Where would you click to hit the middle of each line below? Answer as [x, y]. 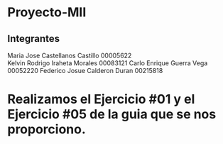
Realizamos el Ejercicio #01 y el [101, 99]
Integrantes [34, 39]
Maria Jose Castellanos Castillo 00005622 [70, 55]
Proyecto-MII [47, 12]
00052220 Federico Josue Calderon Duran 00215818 [85, 71]
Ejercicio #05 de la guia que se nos [112, 115]
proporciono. [47, 129]
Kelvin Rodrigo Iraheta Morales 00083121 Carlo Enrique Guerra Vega [108, 63]
